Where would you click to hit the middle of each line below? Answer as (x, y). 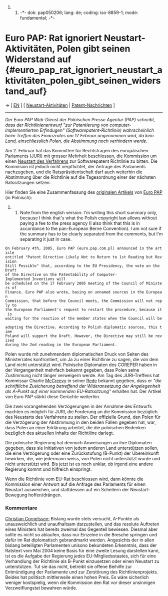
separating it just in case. (46, 239)
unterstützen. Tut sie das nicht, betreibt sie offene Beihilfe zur (69, 567)
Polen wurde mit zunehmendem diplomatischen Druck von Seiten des (77, 354)
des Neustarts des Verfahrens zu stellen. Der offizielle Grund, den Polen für (83, 417)
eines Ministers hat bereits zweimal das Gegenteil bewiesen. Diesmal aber (81, 529)
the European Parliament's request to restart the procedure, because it (84, 310)
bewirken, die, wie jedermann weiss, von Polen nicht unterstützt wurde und (83, 458)
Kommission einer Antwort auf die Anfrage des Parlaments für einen (75, 484)
